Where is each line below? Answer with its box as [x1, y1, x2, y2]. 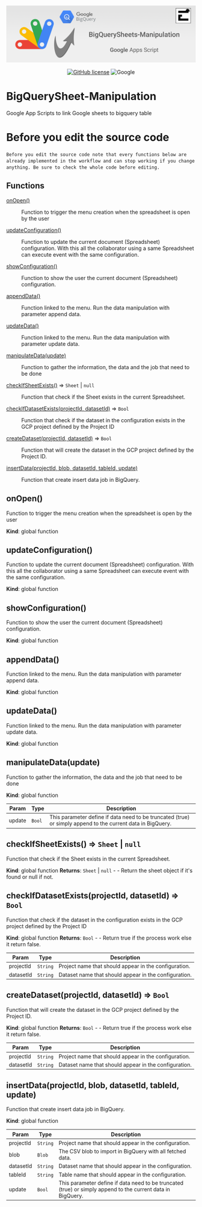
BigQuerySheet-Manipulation [6, 90, 157, 104]
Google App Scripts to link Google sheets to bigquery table [6, 110, 152, 117]
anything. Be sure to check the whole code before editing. [6, 164, 161, 170]
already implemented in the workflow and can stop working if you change [6, 158, 195, 164]
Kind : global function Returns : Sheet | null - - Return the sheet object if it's [6, 867, 193, 874]
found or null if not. [6, 873, 54, 881]
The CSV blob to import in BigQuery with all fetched [58, 1148, 186, 1155]
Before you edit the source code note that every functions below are [6, 151, 187, 158]
